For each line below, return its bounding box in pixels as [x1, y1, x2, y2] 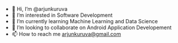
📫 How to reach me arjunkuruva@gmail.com [11, 31, 121, 37]
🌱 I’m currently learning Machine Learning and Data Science [11, 18, 158, 24]
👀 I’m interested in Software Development [11, 12, 113, 19]
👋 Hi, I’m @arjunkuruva [11, 6, 68, 12]
